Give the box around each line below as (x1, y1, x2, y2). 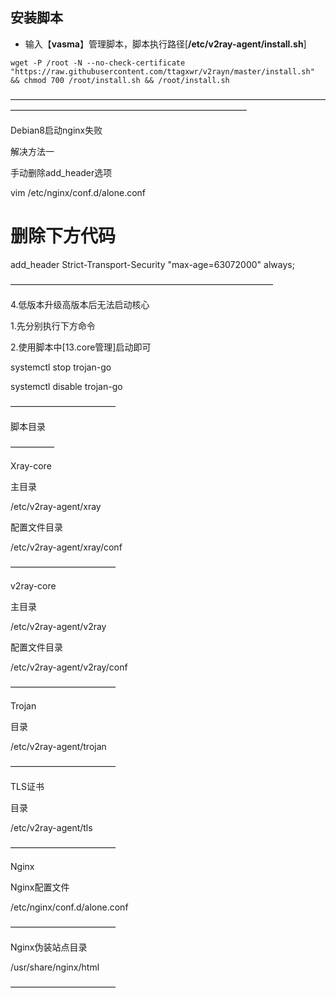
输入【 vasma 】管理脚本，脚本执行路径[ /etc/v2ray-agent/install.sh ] (24, 38, 307, 50)
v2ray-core (10, 579, 57, 592)
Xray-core (10, 459, 52, 472)
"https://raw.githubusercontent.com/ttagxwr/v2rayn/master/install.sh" (10, 66, 315, 77)
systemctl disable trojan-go (10, 380, 123, 392)
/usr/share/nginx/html (10, 961, 100, 973)
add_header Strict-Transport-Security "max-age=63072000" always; (10, 258, 295, 270)
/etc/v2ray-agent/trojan (10, 740, 107, 752)
